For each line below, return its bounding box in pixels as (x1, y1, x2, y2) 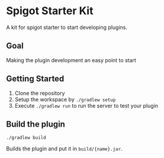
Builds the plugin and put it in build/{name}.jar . (6, 145, 123, 152)
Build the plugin (6, 119, 65, 129)
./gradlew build (6, 135, 46, 141)
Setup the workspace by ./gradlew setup (14, 96, 116, 103)
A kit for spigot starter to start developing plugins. (6, 24, 127, 31)
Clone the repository (14, 89, 65, 96)
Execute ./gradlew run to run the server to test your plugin (14, 102, 159, 109)
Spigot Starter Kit (6, 4, 94, 18)
